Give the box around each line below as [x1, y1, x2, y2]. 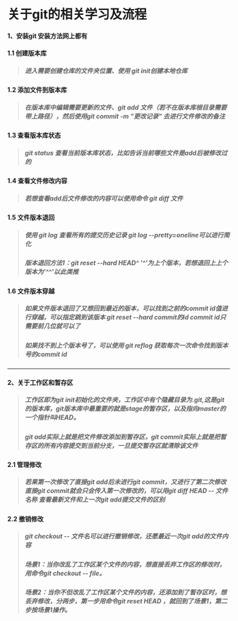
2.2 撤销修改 [7, 514, 44, 523]
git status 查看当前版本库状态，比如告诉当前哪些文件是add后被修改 [24, 148, 222, 157]
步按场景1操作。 [24, 605, 71, 615]
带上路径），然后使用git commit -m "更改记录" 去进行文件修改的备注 [24, 112, 225, 120]
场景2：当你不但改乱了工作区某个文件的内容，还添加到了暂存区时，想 [24, 588, 227, 597]
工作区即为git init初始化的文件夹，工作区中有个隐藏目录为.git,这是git [24, 396, 225, 404]
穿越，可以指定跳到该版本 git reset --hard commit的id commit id [30, 313, 220, 321]
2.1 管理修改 [7, 460, 42, 468]
